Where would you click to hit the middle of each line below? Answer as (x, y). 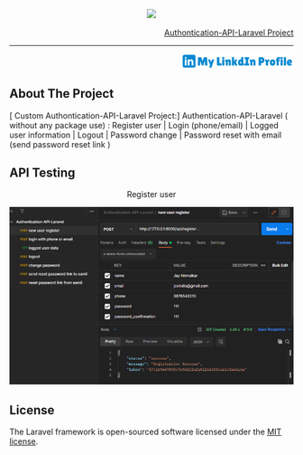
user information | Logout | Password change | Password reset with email (146, 135)
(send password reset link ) (60, 144)
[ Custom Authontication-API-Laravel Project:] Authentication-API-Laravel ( (149, 115)
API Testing (42, 172)
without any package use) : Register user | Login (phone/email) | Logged (144, 125)
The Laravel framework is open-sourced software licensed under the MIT (146, 432)
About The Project (62, 94)
